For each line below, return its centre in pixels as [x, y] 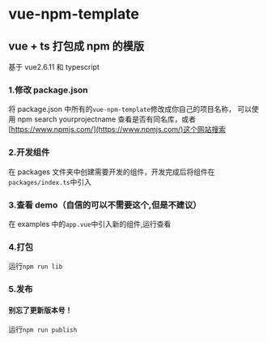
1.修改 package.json [49, 90]
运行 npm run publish [43, 330]
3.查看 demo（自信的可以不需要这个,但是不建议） [105, 205]
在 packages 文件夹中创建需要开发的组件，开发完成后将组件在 [112, 172]
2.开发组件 [29, 152]
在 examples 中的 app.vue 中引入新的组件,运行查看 [90, 224]
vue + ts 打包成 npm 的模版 [76, 46]
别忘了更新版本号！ [40, 310]
